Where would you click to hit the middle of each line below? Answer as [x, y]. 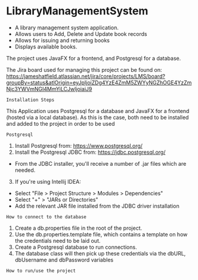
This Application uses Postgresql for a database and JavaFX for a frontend [98, 111]
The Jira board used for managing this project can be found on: [84, 69]
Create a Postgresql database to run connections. [76, 247]
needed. [25, 170]
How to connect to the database [46, 217]
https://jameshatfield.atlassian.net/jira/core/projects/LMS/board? [86, 76]
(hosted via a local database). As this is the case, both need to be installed [98, 117]
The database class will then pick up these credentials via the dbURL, [100, 253]
